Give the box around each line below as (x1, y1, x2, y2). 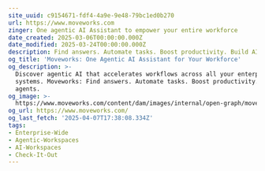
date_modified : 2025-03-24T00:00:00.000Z (8, 41, 147, 49)
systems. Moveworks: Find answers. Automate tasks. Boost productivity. (15, 77, 259, 85)
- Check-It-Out (8, 151, 58, 158)
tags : (8, 121, 26, 129)
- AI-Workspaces (8, 143, 62, 151)
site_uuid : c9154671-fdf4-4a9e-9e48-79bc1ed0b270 (8, 11, 175, 20)
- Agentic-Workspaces (8, 136, 80, 144)
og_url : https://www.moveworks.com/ (8, 107, 129, 115)
